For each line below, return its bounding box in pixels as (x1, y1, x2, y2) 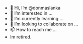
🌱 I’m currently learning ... (10, 16, 64, 21)
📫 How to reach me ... (10, 27, 57, 32)
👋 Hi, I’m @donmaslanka (10, 5, 61, 11)
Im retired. (10, 34, 32, 40)
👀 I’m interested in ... (10, 10, 53, 16)
